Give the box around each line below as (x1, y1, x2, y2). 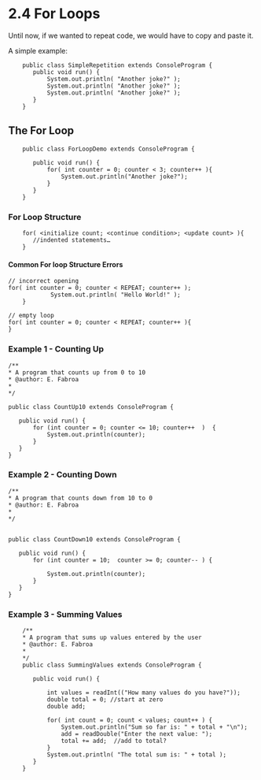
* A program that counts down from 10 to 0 (8, 494, 153, 502)
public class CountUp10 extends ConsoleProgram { (8, 403, 175, 410)
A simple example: (8, 46, 68, 55)
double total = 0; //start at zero (46, 696, 164, 704)
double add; (46, 703, 86, 711)
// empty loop (8, 312, 55, 320)
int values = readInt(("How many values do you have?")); (46, 689, 241, 697)
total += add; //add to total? (61, 737, 167, 745)
